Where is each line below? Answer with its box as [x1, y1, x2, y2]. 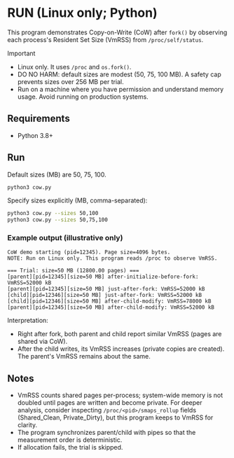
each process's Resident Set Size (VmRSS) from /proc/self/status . [7, 35, 204, 43]
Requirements [7, 113, 70, 125]
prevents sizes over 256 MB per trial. [17, 77, 124, 85]
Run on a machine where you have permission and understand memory [17, 85, 224, 93]
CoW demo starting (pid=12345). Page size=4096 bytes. [7, 249, 171, 256]
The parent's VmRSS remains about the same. [17, 352, 151, 361]
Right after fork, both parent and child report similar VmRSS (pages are [17, 330, 222, 338]
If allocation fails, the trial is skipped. [17, 443, 123, 452]
